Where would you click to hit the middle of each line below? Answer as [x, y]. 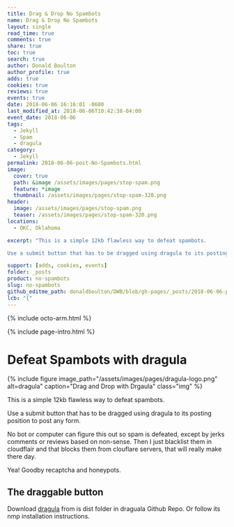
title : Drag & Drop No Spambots [54, 14]
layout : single [29, 27]
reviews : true [28, 91]
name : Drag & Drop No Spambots [53, 20]
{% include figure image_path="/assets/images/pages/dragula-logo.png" [112, 379]
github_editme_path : [37, 291]
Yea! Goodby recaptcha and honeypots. [64, 470]
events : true [26, 98]
